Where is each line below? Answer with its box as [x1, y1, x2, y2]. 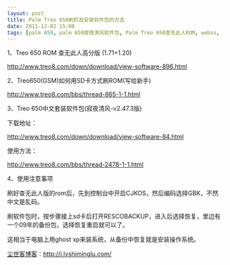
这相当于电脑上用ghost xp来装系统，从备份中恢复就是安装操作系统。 [7, 236, 200, 244]
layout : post [7, 10, 44, 17]
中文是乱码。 [7, 198, 43, 206]
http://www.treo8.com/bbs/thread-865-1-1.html [7, 90, 140, 99]
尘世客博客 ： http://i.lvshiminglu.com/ [7, 250, 112, 258]
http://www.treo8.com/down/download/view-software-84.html [7, 133, 184, 141]
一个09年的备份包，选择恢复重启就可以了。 [7, 220, 129, 229]
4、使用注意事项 [7, 175, 53, 183]
